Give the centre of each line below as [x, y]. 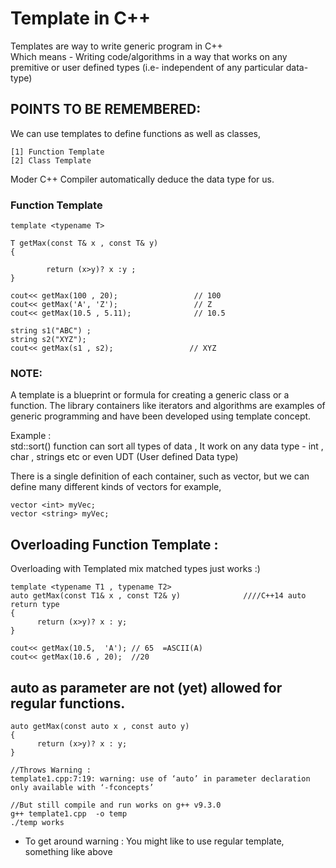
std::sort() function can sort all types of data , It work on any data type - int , [167, 446]
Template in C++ [80, 18]
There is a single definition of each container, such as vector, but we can [160, 476]
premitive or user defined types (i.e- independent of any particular [147, 67]
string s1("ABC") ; [51, 331]
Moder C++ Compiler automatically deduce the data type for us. [142, 179]
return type [35, 605]
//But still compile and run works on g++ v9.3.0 [116, 805]
